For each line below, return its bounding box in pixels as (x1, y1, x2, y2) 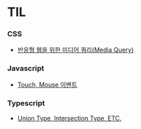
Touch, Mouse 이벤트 (17, 80, 78, 89)
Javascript (7, 63, 45, 73)
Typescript (7, 98, 45, 108)
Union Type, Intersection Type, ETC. (17, 114, 122, 123)
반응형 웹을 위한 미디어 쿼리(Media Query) (17, 46, 134, 54)
